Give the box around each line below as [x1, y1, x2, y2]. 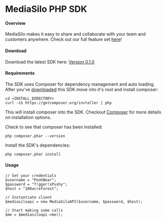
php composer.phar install [5, 152, 61, 157]
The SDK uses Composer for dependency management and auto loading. [5, 81, 155, 87]
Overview [5, 20, 26, 26]
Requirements [5, 70, 35, 76]
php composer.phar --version [5, 133, 65, 138]
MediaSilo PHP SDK [5, 3, 88, 15]
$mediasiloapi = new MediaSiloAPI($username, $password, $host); [5, 199, 143, 204]
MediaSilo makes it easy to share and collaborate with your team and [5, 31, 146, 37]
